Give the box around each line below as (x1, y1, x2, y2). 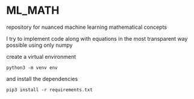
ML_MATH (6, 4, 60, 17)
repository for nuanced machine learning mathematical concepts (6, 23, 167, 31)
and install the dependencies (6, 75, 78, 82)
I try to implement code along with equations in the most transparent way (6, 35, 188, 42)
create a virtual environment (6, 53, 77, 60)
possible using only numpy (6, 41, 73, 49)
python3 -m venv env (6, 64, 58, 71)
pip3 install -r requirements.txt (6, 86, 93, 93)
